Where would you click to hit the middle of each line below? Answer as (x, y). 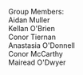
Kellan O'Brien (32, 28)
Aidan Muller (29, 20)
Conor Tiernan (32, 37)
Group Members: (36, 12)
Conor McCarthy (36, 54)
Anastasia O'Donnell (42, 45)
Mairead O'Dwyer (37, 62)
